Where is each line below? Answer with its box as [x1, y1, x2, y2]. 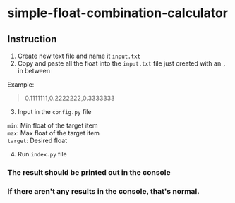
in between [17, 67, 51, 75]
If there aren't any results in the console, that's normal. [7, 186, 200, 196]
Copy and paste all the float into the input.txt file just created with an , [17, 59, 227, 68]
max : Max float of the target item [7, 129, 100, 137]
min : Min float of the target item [7, 121, 98, 130]
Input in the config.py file [17, 108, 92, 116]
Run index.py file [17, 150, 67, 158]
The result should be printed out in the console [7, 167, 171, 177]
